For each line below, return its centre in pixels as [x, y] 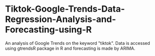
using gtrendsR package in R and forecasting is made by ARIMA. [70, 48]
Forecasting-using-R [49, 30]
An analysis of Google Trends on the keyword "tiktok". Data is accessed [78, 43]
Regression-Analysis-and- [61, 19]
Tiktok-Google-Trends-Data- [65, 9]
